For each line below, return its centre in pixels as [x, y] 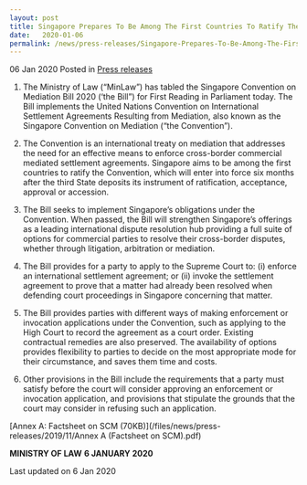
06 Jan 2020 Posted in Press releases [81, 69]
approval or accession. [66, 192]
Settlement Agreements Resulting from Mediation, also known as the [152, 116]
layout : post [34, 18]
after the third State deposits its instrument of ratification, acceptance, [155, 183]
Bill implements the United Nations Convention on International [140, 107]
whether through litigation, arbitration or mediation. [119, 248]
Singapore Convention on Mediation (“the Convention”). [127, 126]
